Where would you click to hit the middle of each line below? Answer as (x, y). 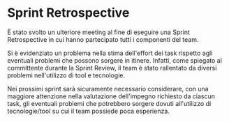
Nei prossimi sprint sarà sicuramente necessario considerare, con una (108, 89)
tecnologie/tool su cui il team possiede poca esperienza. (88, 111)
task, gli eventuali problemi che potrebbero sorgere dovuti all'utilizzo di (109, 103)
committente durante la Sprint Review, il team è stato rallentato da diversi (112, 68)
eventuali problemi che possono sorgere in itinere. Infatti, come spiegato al (114, 60)
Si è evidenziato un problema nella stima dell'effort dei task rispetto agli (110, 53)
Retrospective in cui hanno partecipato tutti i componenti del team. (103, 39)
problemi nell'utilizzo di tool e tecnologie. (66, 75)
